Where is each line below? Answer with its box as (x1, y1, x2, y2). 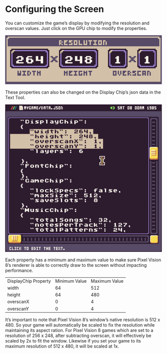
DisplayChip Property (7, 278, 51, 284)
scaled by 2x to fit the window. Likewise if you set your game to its (5, 338, 141, 344)
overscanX (7, 299, 30, 305)
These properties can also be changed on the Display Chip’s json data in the (5, 89, 161, 95)
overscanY (7, 306, 29, 312)
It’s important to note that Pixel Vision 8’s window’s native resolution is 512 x (5, 317, 161, 323)
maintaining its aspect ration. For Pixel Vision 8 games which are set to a (5, 328, 154, 334)
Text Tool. (5, 95, 26, 101)
